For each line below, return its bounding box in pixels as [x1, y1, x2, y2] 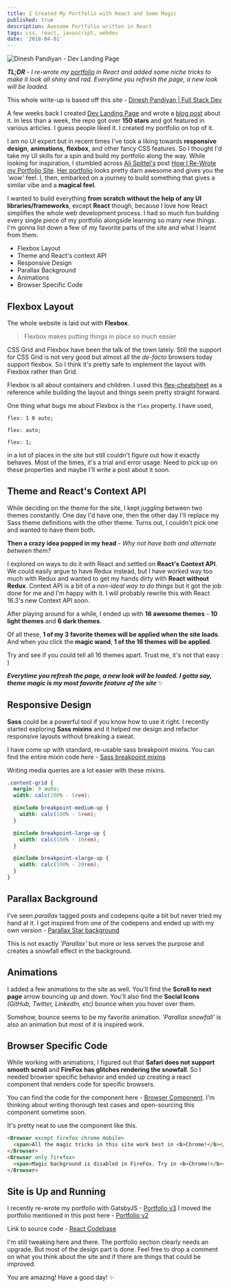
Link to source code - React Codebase [7, 1225, 117, 1233]
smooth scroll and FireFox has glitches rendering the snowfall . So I [7, 1066, 201, 1074]
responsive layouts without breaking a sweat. [7, 732, 135, 740]
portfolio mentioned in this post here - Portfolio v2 [7, 1212, 149, 1220]
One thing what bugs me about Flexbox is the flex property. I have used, [7, 401, 213, 409]
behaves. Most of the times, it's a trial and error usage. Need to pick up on [7, 458, 218, 466]
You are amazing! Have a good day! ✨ [7, 1274, 115, 1282]
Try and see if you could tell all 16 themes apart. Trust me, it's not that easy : [7, 651, 223, 659]
